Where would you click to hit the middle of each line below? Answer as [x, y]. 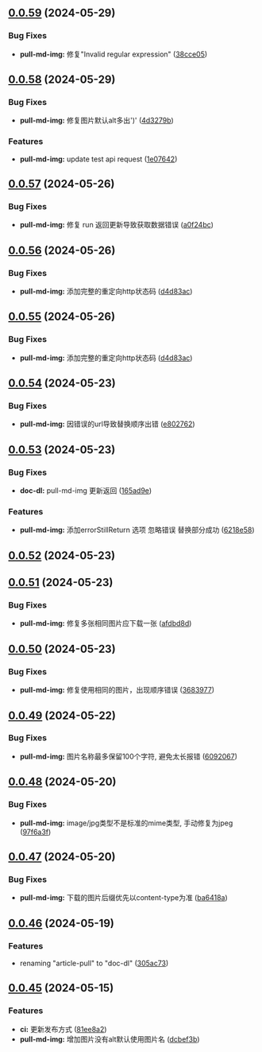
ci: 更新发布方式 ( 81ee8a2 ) [63, 1029]
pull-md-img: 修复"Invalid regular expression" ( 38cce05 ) [114, 54]
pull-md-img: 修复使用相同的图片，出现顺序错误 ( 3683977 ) [117, 690]
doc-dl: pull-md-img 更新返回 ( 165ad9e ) [86, 491]
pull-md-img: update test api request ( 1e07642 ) [98, 159]
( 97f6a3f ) [35, 832]
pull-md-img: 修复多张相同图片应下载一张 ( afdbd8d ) [106, 623]
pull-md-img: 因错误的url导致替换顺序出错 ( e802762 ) [108, 424]
